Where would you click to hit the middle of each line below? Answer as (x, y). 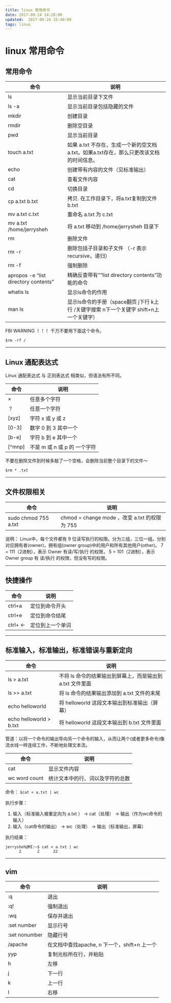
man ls (16, 309)
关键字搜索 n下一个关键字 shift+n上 (117, 309)
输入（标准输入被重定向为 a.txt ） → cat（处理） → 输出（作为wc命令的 (87, 814)
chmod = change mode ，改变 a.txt (103, 517)
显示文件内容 (64, 769)
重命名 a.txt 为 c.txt (90, 214)
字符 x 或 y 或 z (48, 418)
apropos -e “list (27, 275)
